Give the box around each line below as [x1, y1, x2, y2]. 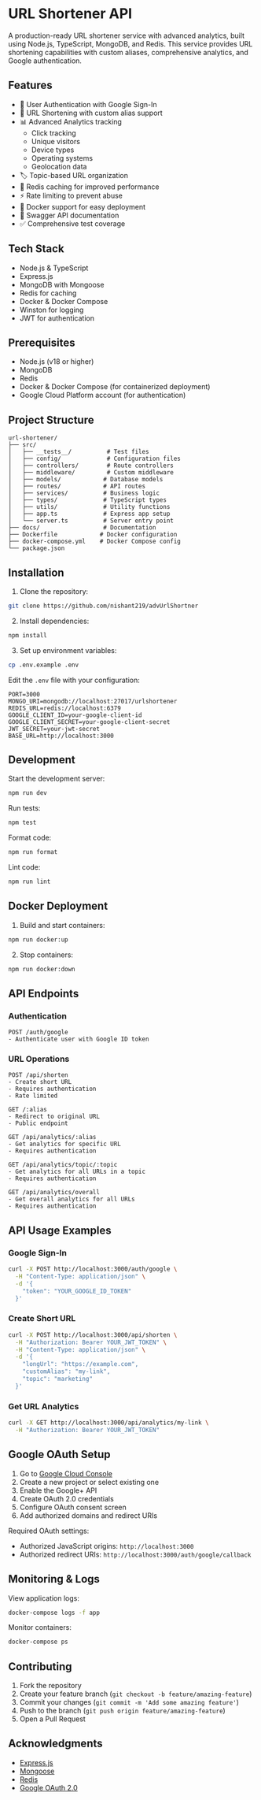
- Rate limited [8, 1092, 58, 1100]
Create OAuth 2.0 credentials [19, 1494, 114, 1503]
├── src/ [8, 441, 37, 449]
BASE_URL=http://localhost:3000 [8, 732, 114, 740]
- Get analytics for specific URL [8, 1140, 122, 1149]
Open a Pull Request [19, 1714, 86, 1724]
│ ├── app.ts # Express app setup [8, 510, 171, 518]
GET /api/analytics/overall [8, 1189, 101, 1197]
